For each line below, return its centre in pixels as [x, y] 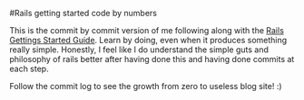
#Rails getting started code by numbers [83, 13]
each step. [29, 68]
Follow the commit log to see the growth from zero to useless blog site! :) [146, 86]
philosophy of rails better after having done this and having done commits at [152, 59]
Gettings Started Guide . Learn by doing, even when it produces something [148, 40]
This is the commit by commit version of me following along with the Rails [147, 30]
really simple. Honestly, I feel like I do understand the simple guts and [139, 50]
